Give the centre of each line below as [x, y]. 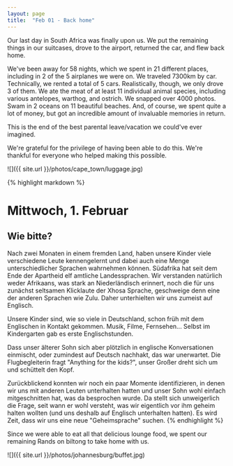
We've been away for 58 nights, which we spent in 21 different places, [108, 69]
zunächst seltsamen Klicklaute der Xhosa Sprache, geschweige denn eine [114, 290]
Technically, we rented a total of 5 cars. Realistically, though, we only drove [115, 83]
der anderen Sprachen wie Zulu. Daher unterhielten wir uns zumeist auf [110, 297]
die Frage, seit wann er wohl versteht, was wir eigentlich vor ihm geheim [111, 405]
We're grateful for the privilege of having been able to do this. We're [105, 148]
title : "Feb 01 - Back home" [51, 20]
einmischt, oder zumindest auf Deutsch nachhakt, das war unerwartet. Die [114, 355]
